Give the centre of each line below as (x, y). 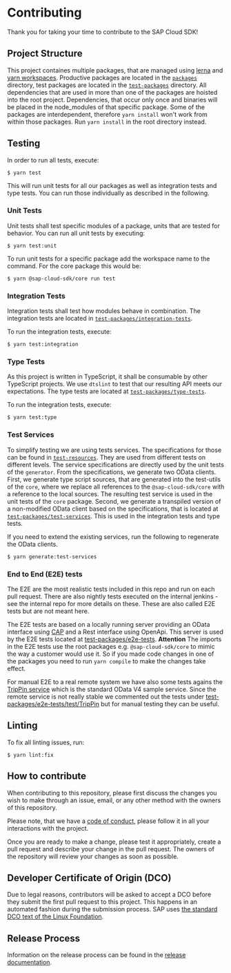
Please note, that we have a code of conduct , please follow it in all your (108, 821)
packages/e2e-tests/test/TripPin (53, 704)
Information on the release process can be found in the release (97, 955)
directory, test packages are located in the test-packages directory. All (107, 85)
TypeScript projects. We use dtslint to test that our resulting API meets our (115, 384)
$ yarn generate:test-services (52, 557)
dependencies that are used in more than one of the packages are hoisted (112, 92)
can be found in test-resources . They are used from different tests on (107, 457)
